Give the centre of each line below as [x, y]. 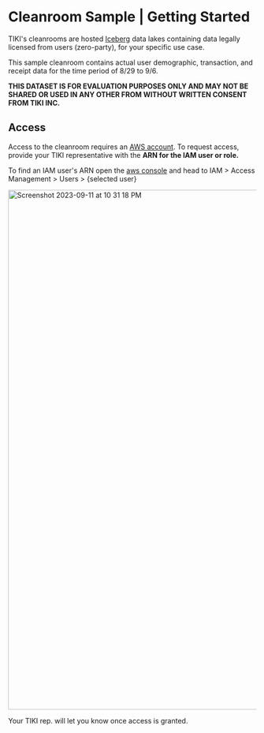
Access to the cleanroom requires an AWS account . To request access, [124, 147]
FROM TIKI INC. [34, 103]
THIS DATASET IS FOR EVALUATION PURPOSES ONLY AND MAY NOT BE [128, 86]
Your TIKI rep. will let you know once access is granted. [98, 720]
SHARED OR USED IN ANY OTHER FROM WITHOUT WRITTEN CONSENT [128, 94]
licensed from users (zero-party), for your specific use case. [106, 47]
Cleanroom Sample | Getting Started [129, 17]
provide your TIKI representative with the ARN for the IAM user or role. [123, 155]
